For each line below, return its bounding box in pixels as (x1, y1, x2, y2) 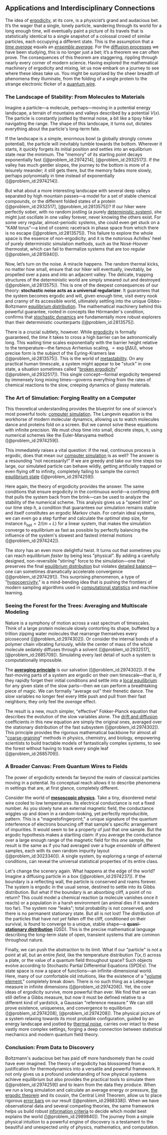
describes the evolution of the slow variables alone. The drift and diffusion (5, 713, 158, 719)
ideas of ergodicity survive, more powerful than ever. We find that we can (5, 989, 156, 995)
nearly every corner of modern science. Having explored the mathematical (5, 59, 159, 65)
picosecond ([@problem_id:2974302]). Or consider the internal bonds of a (5, 636, 158, 642)
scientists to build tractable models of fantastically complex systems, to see (5, 740, 161, 746)
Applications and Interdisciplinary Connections (5, 4, 156, 12)
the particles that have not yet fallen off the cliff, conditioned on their (5, 915, 146, 921)
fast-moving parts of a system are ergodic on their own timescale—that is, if (5, 672, 162, 678)
